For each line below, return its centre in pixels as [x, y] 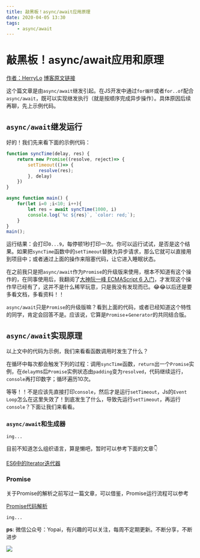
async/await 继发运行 [44, 127]
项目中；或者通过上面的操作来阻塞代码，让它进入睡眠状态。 [85, 259]
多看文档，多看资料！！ [35, 294]
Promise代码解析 [27, 506]
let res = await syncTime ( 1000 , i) [72, 209]
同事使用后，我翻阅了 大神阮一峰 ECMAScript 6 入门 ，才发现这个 [106, 279]
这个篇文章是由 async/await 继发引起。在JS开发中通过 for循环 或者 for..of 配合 [100, 91]
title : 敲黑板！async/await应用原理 [48, 12]
